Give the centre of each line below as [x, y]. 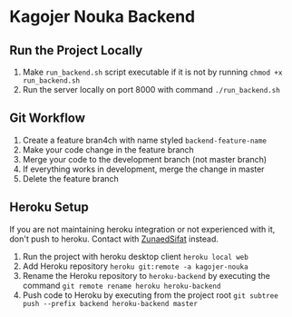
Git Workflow [48, 119]
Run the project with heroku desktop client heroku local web [136, 256]
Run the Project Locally [76, 50]
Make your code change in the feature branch [108, 149]
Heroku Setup [49, 208]
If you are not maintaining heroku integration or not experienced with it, [142, 229]
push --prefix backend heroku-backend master [110, 303]
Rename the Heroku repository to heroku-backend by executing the [146, 275]
